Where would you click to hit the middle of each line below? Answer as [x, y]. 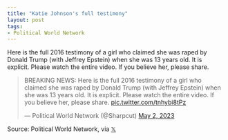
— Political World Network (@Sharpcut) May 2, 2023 [99, 116]
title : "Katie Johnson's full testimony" [68, 13]
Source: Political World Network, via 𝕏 [61, 129]
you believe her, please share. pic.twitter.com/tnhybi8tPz [105, 102]
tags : [15, 26]
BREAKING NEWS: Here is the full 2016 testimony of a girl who [113, 81]
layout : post [26, 20]
